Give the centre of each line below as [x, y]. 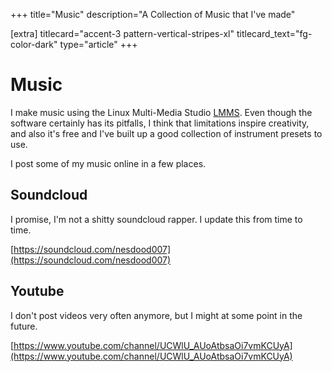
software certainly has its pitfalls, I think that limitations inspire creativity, [160, 123]
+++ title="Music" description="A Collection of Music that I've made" [153, 14]
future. [24, 326]
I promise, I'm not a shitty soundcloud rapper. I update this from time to [156, 219]
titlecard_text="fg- [274, 33]
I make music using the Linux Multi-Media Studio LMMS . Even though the [161, 112]
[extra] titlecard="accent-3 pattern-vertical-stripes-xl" [122, 33]
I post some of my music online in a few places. [108, 163]
